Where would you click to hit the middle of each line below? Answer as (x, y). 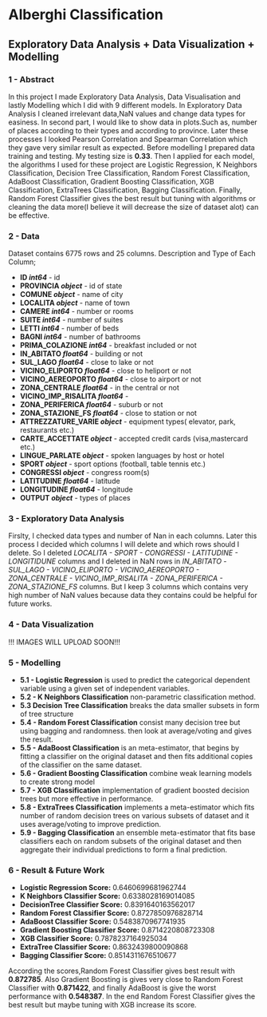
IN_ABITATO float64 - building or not (81, 354)
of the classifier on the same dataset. (80, 765)
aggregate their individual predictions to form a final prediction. (124, 850)
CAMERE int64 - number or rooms (77, 311)
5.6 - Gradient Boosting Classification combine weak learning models (136, 774)
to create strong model (57, 782)
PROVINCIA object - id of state (71, 286)
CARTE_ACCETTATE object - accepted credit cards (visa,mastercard (134, 439)
